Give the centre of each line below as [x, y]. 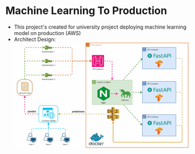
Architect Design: [35, 39]
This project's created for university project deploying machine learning [100, 27]
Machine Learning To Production [86, 11]
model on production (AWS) [47, 33]
